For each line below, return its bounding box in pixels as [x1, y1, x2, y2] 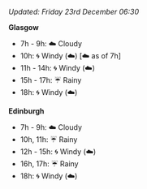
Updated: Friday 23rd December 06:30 [8, 7, 140, 16]
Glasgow [8, 23, 39, 32]
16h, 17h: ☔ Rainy [19, 159, 79, 169]
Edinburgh [8, 106, 45, 116]
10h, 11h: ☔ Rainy [19, 135, 78, 144]
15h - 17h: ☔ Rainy [19, 75, 82, 84]
